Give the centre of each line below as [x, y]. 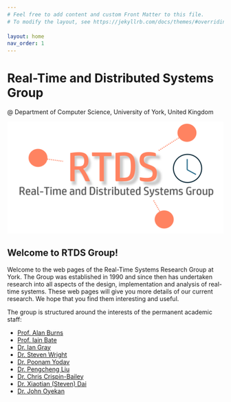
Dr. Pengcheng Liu [43, 369]
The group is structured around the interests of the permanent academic [110, 312]
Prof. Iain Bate [37, 339]
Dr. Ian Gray [34, 347]
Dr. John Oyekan [41, 391]
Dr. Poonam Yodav [43, 361]
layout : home [26, 36]
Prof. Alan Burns [40, 333]
